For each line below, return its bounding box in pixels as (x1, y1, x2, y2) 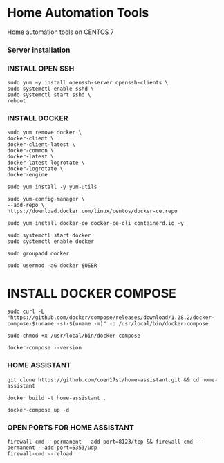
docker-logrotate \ (7, 165, 64, 172)
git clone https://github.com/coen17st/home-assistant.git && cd (7, 376, 199, 383)
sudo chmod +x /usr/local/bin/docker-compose (7, 332, 140, 340)
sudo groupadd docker (7, 251, 70, 257)
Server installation (7, 45, 71, 55)
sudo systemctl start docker (7, 232, 91, 239)
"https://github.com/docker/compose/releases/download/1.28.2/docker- (7, 314, 215, 321)
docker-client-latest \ (7, 141, 76, 148)
